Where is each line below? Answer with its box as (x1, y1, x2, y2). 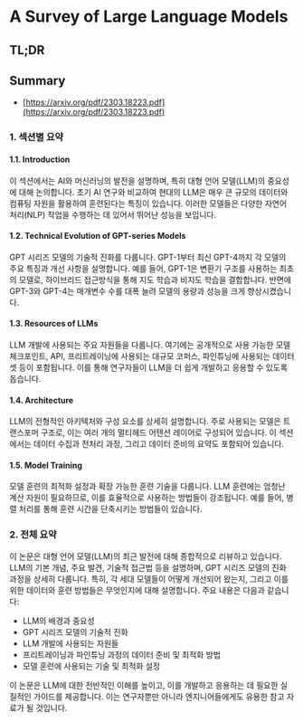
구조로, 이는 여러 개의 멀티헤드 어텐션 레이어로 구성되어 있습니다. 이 (40, 427, 278, 438)
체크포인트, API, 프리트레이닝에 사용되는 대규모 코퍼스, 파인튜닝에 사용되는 (9, 350, 271, 361)
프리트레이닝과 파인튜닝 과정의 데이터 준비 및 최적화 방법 (22, 649, 222, 660)
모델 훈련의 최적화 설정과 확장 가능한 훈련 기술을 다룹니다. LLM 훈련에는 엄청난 (9, 481, 286, 492)
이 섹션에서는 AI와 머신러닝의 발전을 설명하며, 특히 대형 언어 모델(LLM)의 (9, 175, 266, 186)
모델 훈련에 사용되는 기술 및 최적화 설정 (22, 660, 161, 671)
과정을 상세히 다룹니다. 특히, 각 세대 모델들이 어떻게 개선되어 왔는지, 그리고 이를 (9, 573, 289, 584)
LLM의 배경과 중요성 (22, 615, 95, 626)
